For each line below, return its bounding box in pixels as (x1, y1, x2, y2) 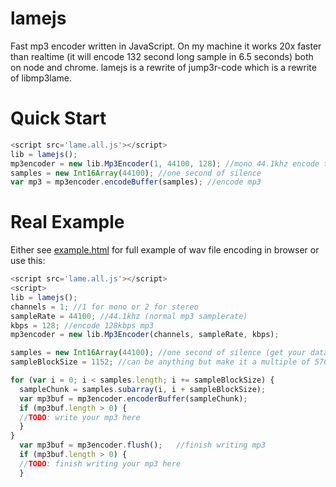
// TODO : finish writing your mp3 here (19, 458, 182, 469)
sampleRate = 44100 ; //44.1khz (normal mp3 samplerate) (10, 311, 248, 321)
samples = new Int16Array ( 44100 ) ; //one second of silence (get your (10, 348, 307, 358)
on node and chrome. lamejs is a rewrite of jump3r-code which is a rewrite (10, 61, 317, 73)
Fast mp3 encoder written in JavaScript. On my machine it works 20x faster (10, 40, 322, 52)
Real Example (10, 211, 125, 234)
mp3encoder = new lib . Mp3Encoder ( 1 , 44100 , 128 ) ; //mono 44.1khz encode (10, 158, 320, 169)
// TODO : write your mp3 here (19, 412, 141, 422)
